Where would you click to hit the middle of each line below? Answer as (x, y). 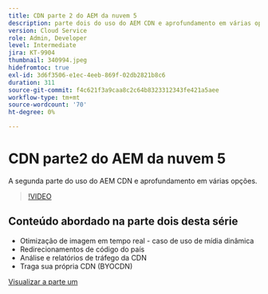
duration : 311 (32, 82)
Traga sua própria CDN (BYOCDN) (76, 266)
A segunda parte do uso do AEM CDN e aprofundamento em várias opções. (133, 181)
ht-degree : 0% (32, 113)
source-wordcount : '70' (48, 105)
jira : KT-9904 (32, 53)
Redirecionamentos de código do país (82, 249)
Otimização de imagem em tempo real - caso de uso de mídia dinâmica (137, 240)
